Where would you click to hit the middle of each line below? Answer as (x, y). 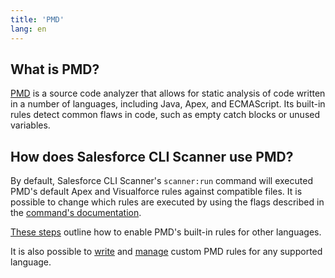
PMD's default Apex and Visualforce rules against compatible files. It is (156, 192)
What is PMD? (55, 69)
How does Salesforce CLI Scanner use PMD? (152, 156)
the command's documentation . (76, 213)
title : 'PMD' (37, 19)
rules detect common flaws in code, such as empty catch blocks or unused (165, 115)
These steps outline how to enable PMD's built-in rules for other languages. (166, 232)
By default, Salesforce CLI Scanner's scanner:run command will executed (161, 181)
